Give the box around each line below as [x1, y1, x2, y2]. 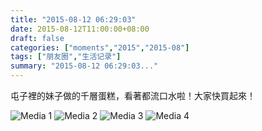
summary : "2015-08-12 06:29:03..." [10, 61, 159, 71]
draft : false [10, 33, 65, 43]
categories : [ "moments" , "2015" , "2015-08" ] [10, 42, 190, 53]
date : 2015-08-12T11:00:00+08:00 [10, 24, 150, 34]
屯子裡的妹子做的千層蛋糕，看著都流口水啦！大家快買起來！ [10, 90, 256, 101]
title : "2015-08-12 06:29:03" [10, 14, 137, 25]
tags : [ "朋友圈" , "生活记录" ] [10, 52, 122, 62]
